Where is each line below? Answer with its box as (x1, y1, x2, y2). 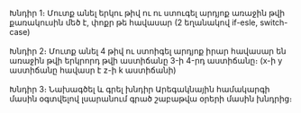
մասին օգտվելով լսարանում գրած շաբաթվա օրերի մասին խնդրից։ (9, 93, 293, 104)
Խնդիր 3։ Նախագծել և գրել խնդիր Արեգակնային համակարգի (9, 84, 270, 94)
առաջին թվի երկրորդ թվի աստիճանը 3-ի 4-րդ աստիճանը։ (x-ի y (9, 56, 283, 65)
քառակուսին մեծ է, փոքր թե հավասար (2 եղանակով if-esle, (9, 17, 259, 28)
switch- (260, 17, 288, 28)
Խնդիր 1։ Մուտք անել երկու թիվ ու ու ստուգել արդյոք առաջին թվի (9, 8, 286, 18)
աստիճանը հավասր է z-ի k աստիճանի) (9, 65, 177, 75)
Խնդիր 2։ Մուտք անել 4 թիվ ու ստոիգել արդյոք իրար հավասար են (9, 46, 287, 56)
